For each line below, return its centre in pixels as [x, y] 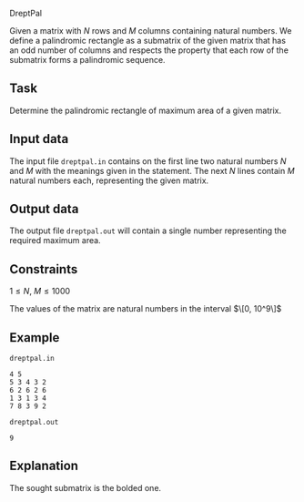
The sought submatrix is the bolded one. [86, 487]
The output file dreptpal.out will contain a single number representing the [148, 231]
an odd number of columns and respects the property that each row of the [149, 50]
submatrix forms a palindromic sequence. [87, 60]
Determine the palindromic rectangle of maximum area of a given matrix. [146, 110]
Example [35, 338]
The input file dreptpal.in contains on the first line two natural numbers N [148, 161]
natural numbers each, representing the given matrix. [109, 180]
